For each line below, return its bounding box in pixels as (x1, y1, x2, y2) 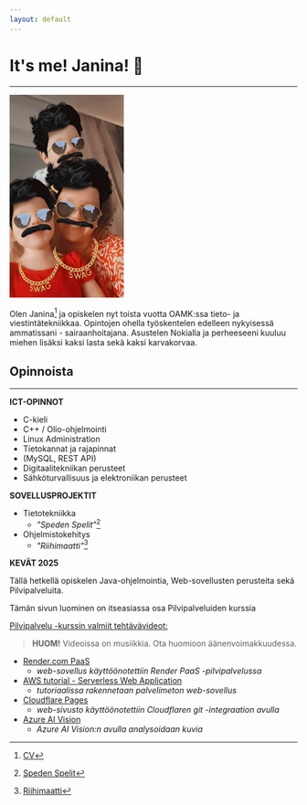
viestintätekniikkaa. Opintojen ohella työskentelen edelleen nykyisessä (9, 318, 274, 329)
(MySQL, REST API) (22, 453, 97, 464)
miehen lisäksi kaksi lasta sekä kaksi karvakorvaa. (9, 337, 198, 348)
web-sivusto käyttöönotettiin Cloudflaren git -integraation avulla (36, 704, 281, 715)
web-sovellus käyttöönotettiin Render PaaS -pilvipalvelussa (36, 665, 262, 676)
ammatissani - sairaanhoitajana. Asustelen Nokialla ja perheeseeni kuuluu (9, 327, 286, 338)
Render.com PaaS (22, 656, 90, 667)
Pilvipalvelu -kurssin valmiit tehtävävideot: (9, 620, 168, 631)
